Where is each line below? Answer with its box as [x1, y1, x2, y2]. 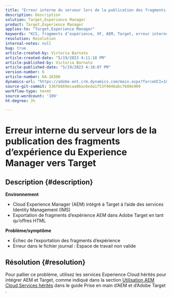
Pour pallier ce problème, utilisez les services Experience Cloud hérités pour [5, 271, 166, 277]
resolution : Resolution [5, 36, 56, 42]
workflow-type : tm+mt [5, 88, 52, 94]
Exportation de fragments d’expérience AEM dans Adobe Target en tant [12, 212, 164, 218]
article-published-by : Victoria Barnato [5, 60, 93, 65]
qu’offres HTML [12, 217, 46, 224]
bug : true [5, 46, 27, 51]
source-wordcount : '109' [5, 93, 58, 98]
